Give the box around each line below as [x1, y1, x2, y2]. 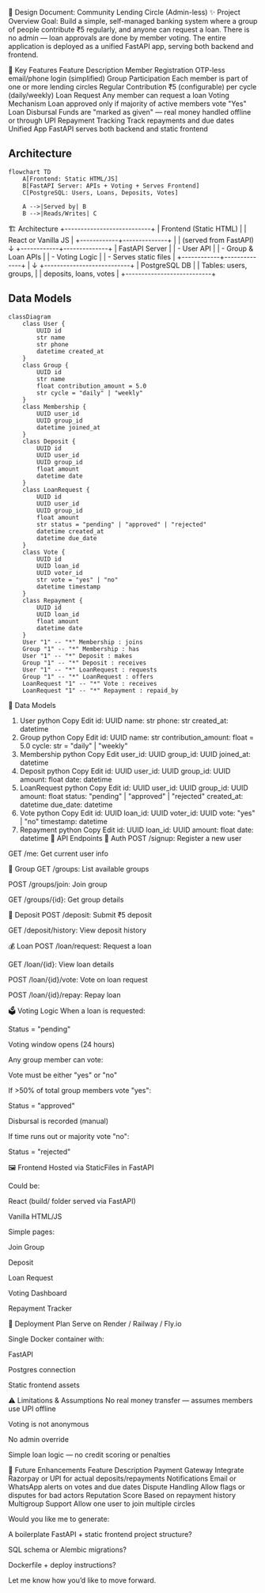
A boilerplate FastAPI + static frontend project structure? [8, 1529, 192, 1538]
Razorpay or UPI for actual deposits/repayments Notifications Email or [8, 1474, 237, 1483]
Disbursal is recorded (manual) [8, 1116, 109, 1126]
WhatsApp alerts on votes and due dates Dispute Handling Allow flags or [8, 1481, 245, 1491]
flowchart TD [8, 168, 51, 176]
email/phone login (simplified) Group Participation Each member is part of [8, 74, 249, 83]
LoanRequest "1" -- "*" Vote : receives [22, 679, 157, 687]
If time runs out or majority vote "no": [8, 1131, 130, 1141]
